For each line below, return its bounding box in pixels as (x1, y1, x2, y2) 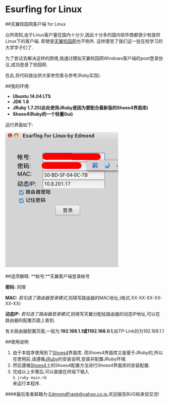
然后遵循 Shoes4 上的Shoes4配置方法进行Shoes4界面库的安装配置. (12, 362, 150, 368)
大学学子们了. (5, 44, 34, 50)
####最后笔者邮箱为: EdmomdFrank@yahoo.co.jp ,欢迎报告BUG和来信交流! (5, 391, 159, 397)
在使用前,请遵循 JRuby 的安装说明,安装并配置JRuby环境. (12, 356, 127, 362)
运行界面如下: (5, 122, 34, 128)
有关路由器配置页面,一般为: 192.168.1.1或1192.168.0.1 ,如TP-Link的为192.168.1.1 (5, 328, 164, 334)
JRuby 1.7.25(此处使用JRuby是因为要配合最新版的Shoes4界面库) (12, 104, 148, 111)
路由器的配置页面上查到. (5, 317, 55, 323)
